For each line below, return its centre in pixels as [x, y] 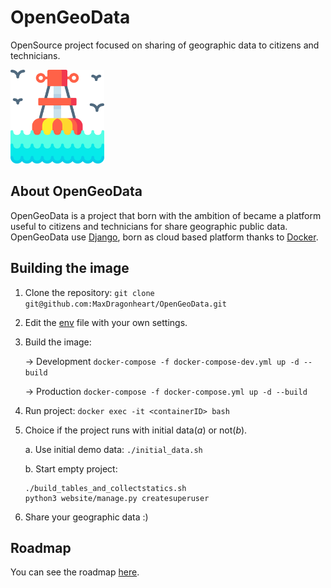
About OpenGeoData [76, 191]
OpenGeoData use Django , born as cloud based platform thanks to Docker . [164, 237]
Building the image [70, 268]
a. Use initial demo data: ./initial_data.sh [113, 449]
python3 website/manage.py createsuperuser [117, 498]
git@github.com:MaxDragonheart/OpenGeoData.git [125, 304]
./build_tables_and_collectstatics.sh [105, 488]
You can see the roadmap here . [75, 572]
